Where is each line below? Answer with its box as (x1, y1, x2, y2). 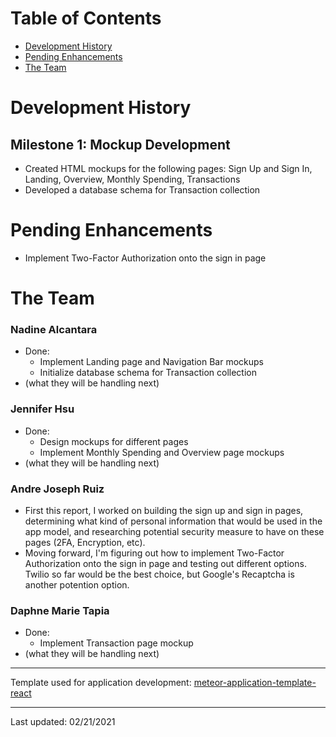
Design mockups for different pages (39, 435, 189, 447)
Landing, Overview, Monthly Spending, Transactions (24, 173, 241, 185)
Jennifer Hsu (10, 402, 75, 416)
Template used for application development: (10, 677, 192, 689)
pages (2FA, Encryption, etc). (24, 536, 146, 548)
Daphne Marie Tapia (10, 603, 110, 617)
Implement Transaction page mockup (39, 637, 194, 649)
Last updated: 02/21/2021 (10, 716, 116, 728)
